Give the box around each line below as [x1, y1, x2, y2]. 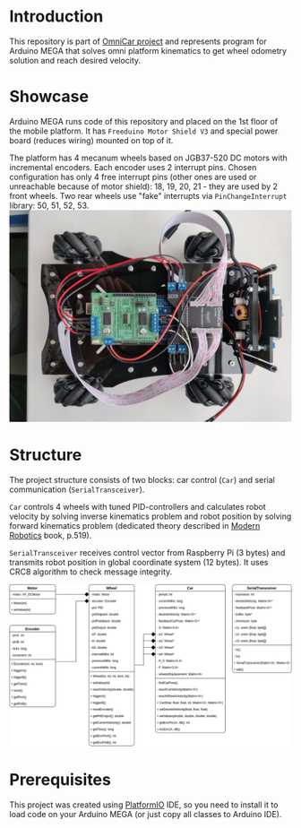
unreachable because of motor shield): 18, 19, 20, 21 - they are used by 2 [9, 181, 278, 192]
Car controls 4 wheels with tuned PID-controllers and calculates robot [9, 501, 266, 512]
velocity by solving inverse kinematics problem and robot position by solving [9, 511, 292, 522]
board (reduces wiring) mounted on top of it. [9, 134, 174, 145]
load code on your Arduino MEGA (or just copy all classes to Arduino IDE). [9, 809, 282, 820]
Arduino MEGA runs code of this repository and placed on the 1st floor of [9, 116, 279, 126]
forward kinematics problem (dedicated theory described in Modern [9, 520, 261, 530]
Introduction [9, 6, 104, 27]
